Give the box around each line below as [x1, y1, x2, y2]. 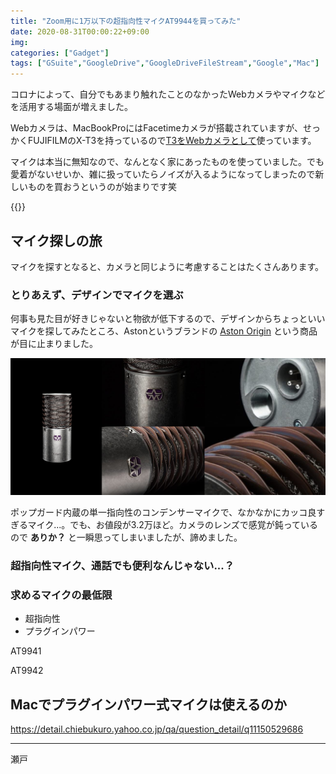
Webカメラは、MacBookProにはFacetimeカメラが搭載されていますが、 [10, 122, 303, 134]
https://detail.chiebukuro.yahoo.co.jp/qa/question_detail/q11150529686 [10, 723, 304, 735]
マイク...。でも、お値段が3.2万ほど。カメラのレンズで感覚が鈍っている [27, 519, 319, 531]
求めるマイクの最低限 [10, 588, 113, 602]
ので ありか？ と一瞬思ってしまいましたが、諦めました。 [10, 531, 243, 544]
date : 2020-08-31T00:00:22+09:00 [10, 26, 150, 37]
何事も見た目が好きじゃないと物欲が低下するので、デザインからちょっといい [10, 313, 326, 325]
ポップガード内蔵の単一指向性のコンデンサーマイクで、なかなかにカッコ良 [10, 506, 317, 519]
